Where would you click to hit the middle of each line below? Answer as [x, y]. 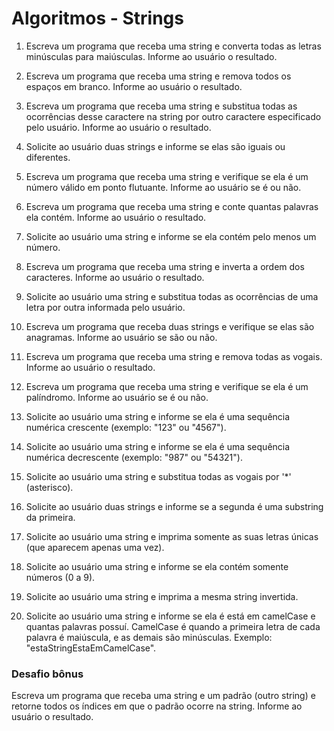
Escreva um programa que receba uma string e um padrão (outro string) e [163, 696]
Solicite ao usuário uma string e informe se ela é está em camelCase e [170, 616]
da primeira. [50, 517]
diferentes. [48, 157]
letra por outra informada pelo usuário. [105, 307]
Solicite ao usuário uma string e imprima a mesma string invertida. [162, 596]
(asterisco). [49, 487]
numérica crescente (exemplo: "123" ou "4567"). [126, 427]
